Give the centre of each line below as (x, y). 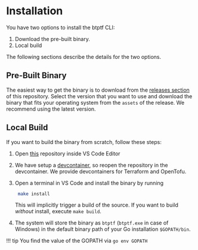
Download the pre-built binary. (52, 39)
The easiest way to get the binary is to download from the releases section (98, 90)
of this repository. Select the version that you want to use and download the (99, 96)
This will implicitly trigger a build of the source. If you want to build (97, 205)
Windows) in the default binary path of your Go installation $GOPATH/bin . (103, 229)
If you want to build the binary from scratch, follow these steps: (84, 142)
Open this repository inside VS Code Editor (67, 154)
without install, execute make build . (58, 211)
